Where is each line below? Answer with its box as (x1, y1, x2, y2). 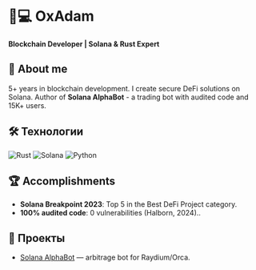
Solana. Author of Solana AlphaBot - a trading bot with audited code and (8, 92, 250, 102)
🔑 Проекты (8, 231, 66, 245)
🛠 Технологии (8, 125, 84, 139)
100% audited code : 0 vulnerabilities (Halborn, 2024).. (19, 208, 202, 218)
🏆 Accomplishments (8, 174, 116, 187)
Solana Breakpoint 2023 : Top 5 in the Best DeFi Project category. (19, 199, 238, 209)
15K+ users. (8, 100, 46, 110)
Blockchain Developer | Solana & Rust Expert (8, 38, 160, 49)
